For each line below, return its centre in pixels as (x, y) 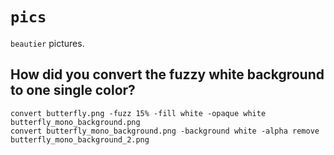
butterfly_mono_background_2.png (80, 139)
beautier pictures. (47, 43)
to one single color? (73, 90)
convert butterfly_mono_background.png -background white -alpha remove (165, 131)
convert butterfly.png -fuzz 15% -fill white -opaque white (138, 113)
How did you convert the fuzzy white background (167, 74)
